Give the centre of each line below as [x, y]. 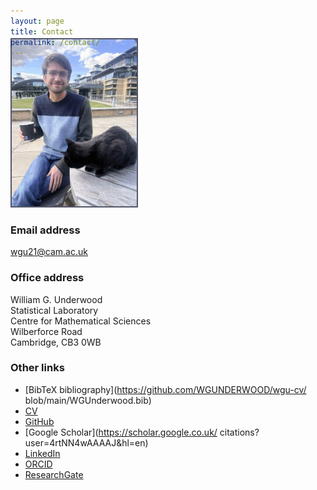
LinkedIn [42, 453]
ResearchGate [54, 474]
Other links [37, 368]
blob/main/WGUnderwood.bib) [88, 400]
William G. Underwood [56, 299]
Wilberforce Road [46, 331]
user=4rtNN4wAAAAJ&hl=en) [86, 442]
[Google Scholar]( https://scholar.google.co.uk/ [121, 432]
